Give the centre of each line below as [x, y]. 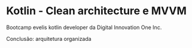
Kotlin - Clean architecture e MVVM [97, 11]
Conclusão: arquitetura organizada [49, 39]
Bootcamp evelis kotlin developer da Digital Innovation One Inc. [84, 27]
